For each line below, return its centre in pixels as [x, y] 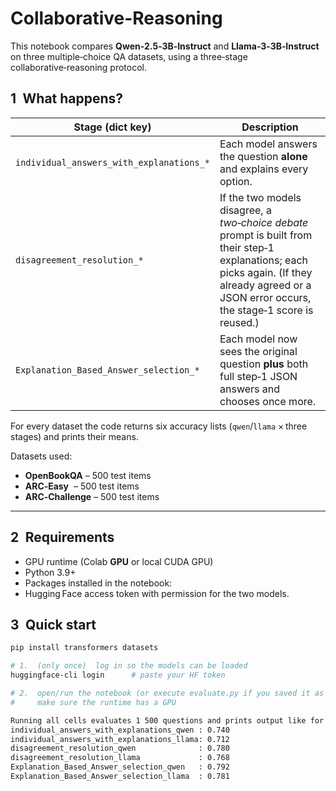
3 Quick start [53, 624]
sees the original [258, 351]
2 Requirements [62, 537]
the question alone [263, 156]
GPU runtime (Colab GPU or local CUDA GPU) [119, 561]
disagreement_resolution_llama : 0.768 [120, 758]
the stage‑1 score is [266, 310]
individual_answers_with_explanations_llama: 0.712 [120, 739]
